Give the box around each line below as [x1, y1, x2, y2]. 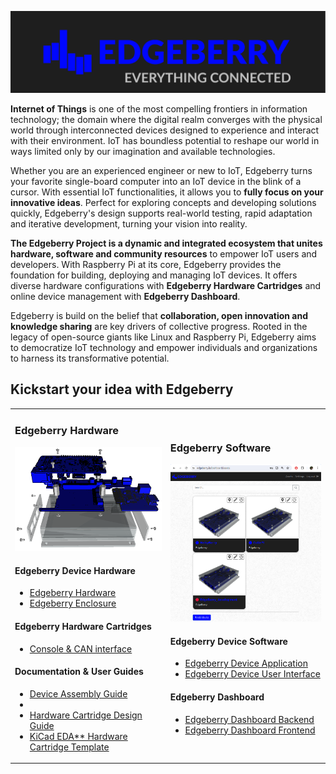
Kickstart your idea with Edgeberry [10, 381, 234, 398]
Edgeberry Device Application [184, 657, 308, 670]
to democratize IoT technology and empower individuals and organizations [10, 341, 318, 353]
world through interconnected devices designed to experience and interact [10, 124, 320, 136]
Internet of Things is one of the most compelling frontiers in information [10, 102, 308, 115]
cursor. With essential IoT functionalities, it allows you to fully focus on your [10, 186, 324, 198]
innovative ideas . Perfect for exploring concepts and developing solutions [10, 196, 317, 208]
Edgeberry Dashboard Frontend [184, 724, 316, 736]
